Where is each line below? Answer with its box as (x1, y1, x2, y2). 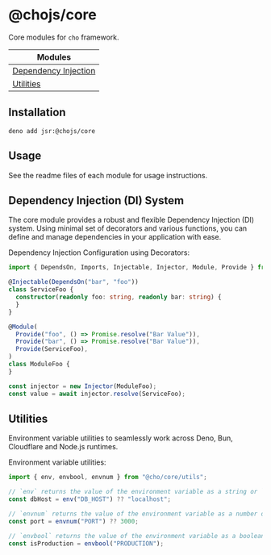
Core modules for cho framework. (8, 32, 119, 42)
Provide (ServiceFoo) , (15, 345, 89, 353)
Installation (8, 106, 66, 119)
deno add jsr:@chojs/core (8, 127, 95, 135)
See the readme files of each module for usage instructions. (8, 170, 208, 180)
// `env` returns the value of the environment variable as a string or (8, 488, 258, 496)
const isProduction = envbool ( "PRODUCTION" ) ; (8, 539, 164, 548)
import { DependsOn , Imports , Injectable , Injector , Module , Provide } (8, 264, 254, 272)
